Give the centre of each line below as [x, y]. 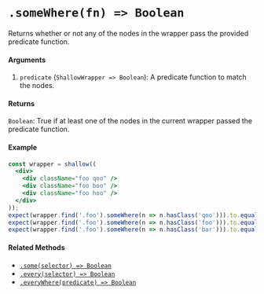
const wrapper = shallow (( [52, 164]
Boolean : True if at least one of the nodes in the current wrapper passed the [130, 121]
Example [23, 147]
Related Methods [37, 247]
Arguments [27, 60]
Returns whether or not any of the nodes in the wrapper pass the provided [128, 33]
